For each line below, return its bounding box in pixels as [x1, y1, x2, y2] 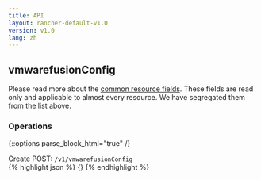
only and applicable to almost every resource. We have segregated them [8, 93, 246, 102]
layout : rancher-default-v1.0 [8, 19, 109, 27]
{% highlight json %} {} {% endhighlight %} [8, 163, 150, 172]
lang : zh [8, 33, 37, 42]
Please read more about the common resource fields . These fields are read [8, 84, 254, 94]
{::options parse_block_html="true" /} [8, 139, 131, 148]
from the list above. [8, 101, 71, 111]
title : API [8, 11, 44, 20]
